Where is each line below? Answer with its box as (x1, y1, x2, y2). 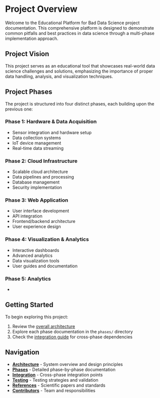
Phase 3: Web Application (5, 197, 68, 204)
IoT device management (12, 140, 62, 146)
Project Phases (5, 88, 53, 96)
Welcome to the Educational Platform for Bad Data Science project (5, 20, 140, 26)
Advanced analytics (12, 253, 53, 258)
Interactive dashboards (12, 247, 60, 253)
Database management (12, 179, 60, 185)
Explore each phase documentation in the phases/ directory (12, 328, 133, 334)
